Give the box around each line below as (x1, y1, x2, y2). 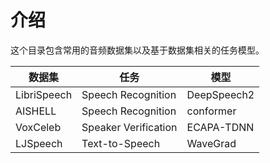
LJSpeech (15, 136, 63, 150)
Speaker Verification (81, 120, 178, 134)
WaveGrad (186, 136, 237, 150)
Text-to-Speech (81, 136, 161, 150)
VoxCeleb (15, 120, 62, 134)
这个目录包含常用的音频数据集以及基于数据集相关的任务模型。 (10, 44, 265, 56)
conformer (186, 104, 237, 118)
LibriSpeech (15, 87, 73, 101)
